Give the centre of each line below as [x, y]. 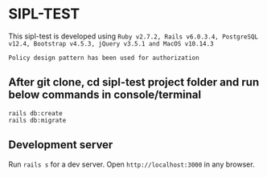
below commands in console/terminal [105, 95]
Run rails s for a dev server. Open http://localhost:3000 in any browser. [131, 164]
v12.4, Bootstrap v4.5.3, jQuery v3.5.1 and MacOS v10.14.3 [111, 44]
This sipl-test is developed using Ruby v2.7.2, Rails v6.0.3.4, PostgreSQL [133, 36]
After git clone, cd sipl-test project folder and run [134, 82]
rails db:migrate [37, 120]
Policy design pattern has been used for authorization [104, 58]
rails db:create [35, 113]
